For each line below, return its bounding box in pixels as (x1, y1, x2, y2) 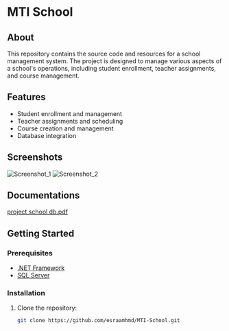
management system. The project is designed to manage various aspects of (7, 57, 222, 65)
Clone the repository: (16, 304, 77, 312)
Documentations (7, 190, 80, 201)
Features (7, 91, 46, 103)
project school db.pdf (7, 207, 69, 216)
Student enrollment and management (16, 109, 122, 117)
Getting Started (7, 227, 75, 239)
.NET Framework (16, 264, 65, 272)
